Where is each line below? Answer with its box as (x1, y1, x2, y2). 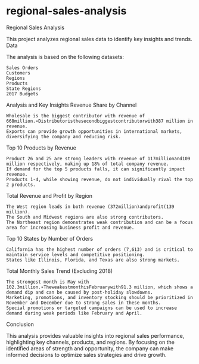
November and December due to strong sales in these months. (6, 300, 161, 306)
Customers (6, 70, 31, 76)
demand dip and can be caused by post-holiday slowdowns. (6, 289, 153, 295)
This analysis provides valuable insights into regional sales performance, (6, 332, 185, 339)
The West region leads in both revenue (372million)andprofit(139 (6, 204, 175, 210)
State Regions (6, 85, 42, 92)
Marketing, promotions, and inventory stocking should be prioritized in (6, 294, 194, 300)
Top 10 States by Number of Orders (6, 235, 94, 242)
